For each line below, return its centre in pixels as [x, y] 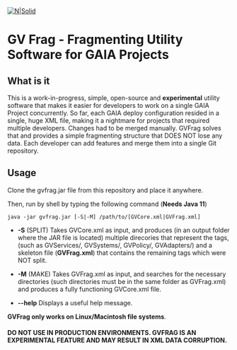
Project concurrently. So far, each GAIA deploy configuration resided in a [113, 113]
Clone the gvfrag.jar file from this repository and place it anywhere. [105, 190]
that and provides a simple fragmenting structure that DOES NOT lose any [115, 136]
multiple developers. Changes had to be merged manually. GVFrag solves [114, 128]
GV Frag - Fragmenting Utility [95, 40]
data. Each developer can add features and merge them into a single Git [112, 143]
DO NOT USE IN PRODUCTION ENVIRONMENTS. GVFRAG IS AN [102, 333]
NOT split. [32, 260]
